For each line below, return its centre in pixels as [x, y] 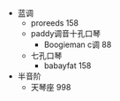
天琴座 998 [51, 87]
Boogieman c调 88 [78, 44]
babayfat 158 [67, 66]
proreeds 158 [55, 23]
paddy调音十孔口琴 [66, 33]
